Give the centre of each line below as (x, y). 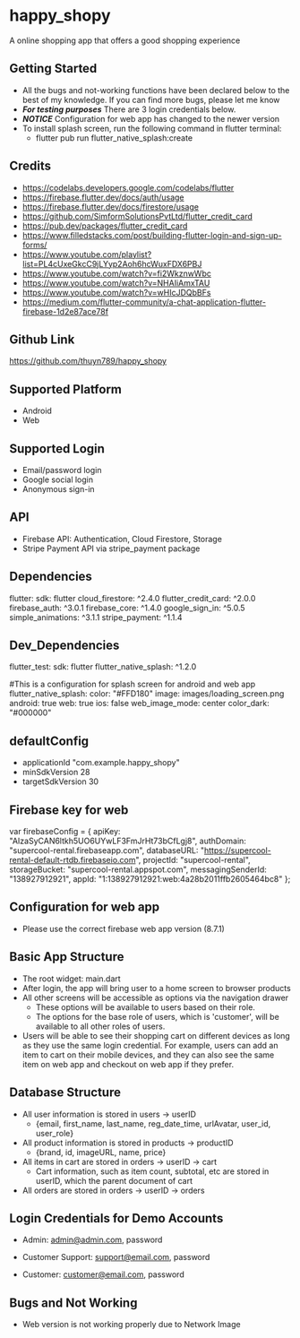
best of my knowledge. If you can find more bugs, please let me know (151, 99)
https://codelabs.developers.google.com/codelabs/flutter (128, 187)
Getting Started (53, 69)
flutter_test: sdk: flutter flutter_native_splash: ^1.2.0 (103, 667)
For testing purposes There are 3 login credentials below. (129, 109)
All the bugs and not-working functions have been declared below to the (156, 90)
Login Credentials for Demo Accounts (116, 1218)
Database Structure (65, 1093)
